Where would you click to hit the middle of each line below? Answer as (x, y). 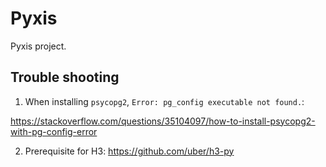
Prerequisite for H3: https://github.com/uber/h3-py (129, 151)
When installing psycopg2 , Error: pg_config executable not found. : (164, 101)
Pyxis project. (38, 46)
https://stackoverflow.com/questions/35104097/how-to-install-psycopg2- (163, 121)
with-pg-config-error (54, 131)
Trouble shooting (65, 77)
